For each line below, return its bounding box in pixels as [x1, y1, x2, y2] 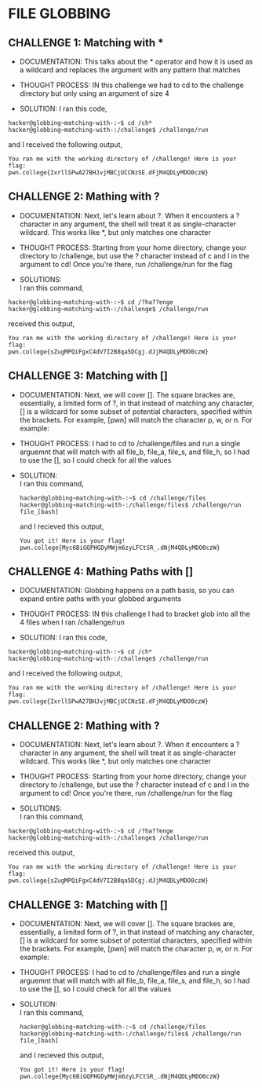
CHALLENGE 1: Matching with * [8, 36, 164, 49]
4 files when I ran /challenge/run [19, 617, 126, 627]
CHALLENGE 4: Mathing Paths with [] [8, 565, 194, 578]
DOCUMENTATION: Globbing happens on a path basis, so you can [19, 586, 235, 595]
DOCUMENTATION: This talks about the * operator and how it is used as [19, 57, 253, 66]
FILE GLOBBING [8, 5, 111, 23]
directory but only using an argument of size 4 [19, 89, 170, 98]
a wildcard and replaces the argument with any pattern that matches [19, 65, 241, 75]
